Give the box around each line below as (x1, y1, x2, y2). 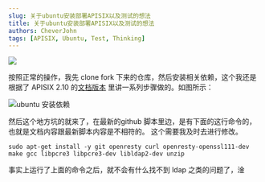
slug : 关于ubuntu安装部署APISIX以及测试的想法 (8, 11, 151, 20)
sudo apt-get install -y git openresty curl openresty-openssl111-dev (8, 143, 250, 151)
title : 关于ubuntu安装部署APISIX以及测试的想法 (8, 19, 155, 27)
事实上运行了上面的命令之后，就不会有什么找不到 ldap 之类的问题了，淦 (8, 165, 245, 175)
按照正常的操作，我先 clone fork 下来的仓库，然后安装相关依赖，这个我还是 (8, 72, 257, 82)
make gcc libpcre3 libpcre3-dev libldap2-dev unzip (8, 150, 185, 158)
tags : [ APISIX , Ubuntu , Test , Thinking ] (8, 34, 146, 43)
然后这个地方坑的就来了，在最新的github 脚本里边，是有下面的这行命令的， (8, 117, 257, 126)
